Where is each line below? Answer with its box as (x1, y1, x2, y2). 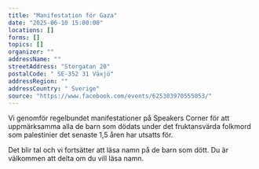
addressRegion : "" (8, 77, 68, 85)
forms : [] (8, 33, 41, 42)
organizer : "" (8, 48, 55, 56)
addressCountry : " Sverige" (8, 84, 100, 93)
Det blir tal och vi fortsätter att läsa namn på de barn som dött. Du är (8, 145, 229, 155)
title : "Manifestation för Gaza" (8, 11, 118, 20)
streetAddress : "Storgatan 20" (8, 63, 111, 71)
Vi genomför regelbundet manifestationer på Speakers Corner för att (8, 113, 230, 123)
